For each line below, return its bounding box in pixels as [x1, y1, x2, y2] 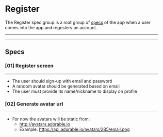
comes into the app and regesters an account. [5, 24, 98, 30]
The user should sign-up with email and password [12, 78, 113, 84]
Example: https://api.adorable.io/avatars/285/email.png [19, 126, 130, 132]
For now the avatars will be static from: [12, 116, 90, 122]
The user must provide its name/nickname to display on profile [12, 88, 137, 94]
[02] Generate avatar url [5, 101, 63, 107]
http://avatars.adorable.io [19, 121, 70, 127]
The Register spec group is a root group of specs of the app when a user [5, 19, 151, 25]
